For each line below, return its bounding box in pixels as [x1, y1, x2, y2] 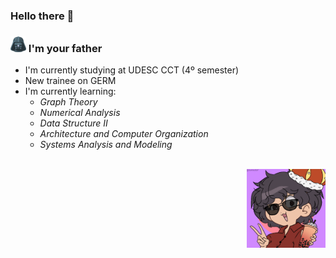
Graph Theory [39, 96, 98, 108]
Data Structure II [39, 117, 108, 129]
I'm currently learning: [24, 85, 117, 98]
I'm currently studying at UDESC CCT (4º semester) [24, 64, 240, 76]
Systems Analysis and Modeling [39, 139, 173, 151]
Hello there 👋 [10, 9, 75, 23]
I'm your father [28, 41, 103, 55]
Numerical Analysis [39, 107, 121, 119]
